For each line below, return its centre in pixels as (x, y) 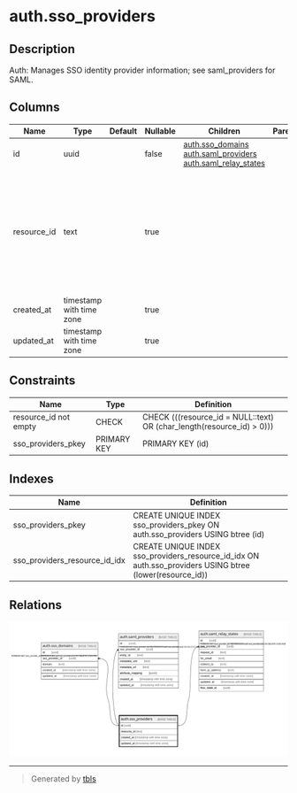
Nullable (160, 131)
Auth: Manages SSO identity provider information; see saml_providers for (142, 70)
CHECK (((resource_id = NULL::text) (208, 417)
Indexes (32, 478)
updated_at (34, 341)
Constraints (42, 381)
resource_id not (42, 417)
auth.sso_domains (216, 144)
